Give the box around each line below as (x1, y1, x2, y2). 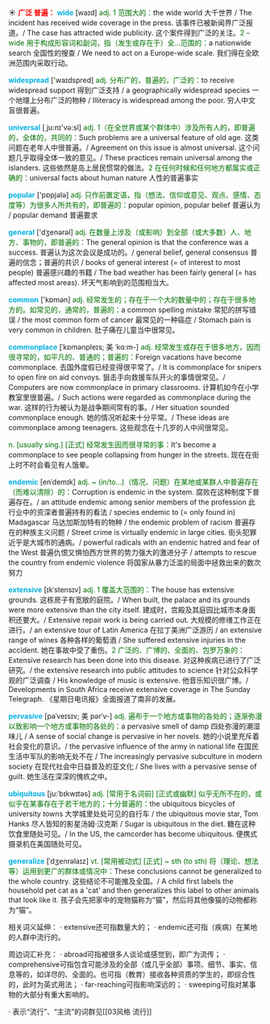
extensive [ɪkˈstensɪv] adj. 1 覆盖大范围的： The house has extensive (8, 585, 235, 595)
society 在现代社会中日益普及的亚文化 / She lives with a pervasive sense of (8, 761, 257, 771)
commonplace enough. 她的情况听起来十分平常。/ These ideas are (8, 413, 230, 422)
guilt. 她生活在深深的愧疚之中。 (8, 772, 112, 781)
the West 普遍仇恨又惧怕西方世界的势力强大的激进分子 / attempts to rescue (8, 548, 257, 557)
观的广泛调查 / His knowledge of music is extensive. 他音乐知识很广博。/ (8, 676, 249, 685)
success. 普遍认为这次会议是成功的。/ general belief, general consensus (8, 247, 249, 257)
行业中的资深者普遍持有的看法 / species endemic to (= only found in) (8, 508, 236, 516)
